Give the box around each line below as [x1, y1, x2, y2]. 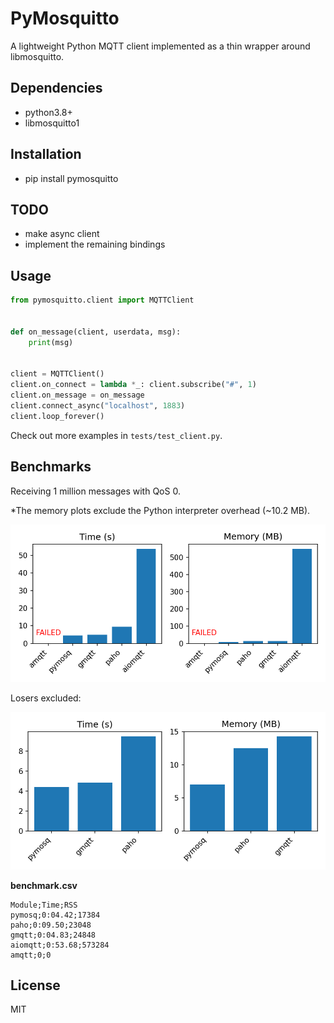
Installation [10, 146, 82, 163]
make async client [24, 228, 100, 240]
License [10, 977, 61, 994]
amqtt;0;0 [10, 950, 52, 960]
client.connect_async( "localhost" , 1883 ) [10, 400, 186, 411]
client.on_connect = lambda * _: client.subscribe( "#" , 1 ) [10, 380, 257, 390]
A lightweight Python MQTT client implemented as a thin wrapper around [10, 40, 311, 52]
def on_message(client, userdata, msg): [10, 327, 182, 337]
